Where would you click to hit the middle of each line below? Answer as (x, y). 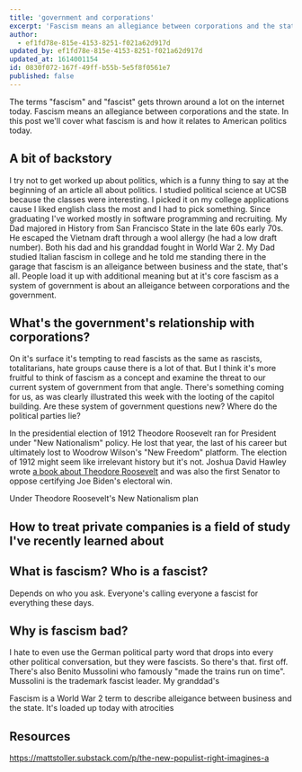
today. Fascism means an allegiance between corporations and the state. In (149, 111)
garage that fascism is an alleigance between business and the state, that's (149, 266)
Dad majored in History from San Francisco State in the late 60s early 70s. (147, 228)
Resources (40, 737)
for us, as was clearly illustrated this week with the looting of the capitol (142, 397)
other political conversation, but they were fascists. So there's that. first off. (149, 662)
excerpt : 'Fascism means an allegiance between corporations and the (142, 26)
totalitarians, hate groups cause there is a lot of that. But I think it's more (143, 368)
